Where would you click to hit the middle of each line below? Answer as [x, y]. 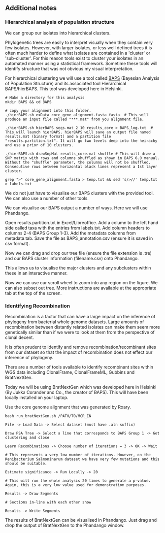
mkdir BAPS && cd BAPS [28, 102]
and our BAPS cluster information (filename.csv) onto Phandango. [72, 258]
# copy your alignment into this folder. [48, 110]
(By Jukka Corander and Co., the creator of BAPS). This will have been [77, 392]
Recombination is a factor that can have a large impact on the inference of [80, 316]
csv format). [17, 243]
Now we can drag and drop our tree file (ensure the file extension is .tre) [78, 253]
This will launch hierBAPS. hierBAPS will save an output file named [78, 132]
